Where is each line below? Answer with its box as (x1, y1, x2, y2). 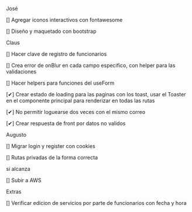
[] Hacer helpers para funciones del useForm (6, 79, 115, 86)
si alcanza (6, 166, 30, 172)
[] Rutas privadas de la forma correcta (6, 154, 98, 161)
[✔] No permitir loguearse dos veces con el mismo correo (6, 109, 146, 115)
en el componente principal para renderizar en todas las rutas (6, 97, 155, 104)
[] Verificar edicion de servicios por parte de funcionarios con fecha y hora (6, 200, 187, 206)
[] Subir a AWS (6, 177, 42, 184)
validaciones (6, 68, 37, 75)
